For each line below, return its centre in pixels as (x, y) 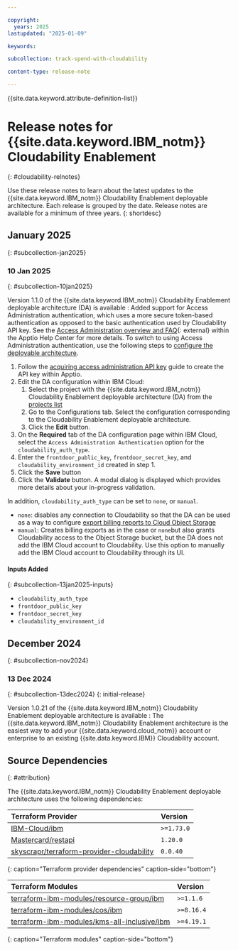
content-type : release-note (49, 72)
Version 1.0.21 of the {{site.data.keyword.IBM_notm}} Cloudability (103, 708)
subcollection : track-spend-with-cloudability (77, 59)
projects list (45, 405)
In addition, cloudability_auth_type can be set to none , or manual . (103, 501)
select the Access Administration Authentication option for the (111, 442)
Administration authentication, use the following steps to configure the (110, 346)
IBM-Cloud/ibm (37, 829)
